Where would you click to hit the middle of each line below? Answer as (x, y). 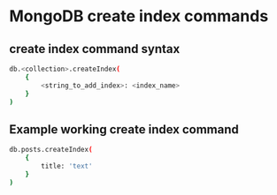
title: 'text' (67, 166)
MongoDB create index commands (139, 16)
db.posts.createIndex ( (51, 150)
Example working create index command (124, 129)
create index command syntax (95, 49)
